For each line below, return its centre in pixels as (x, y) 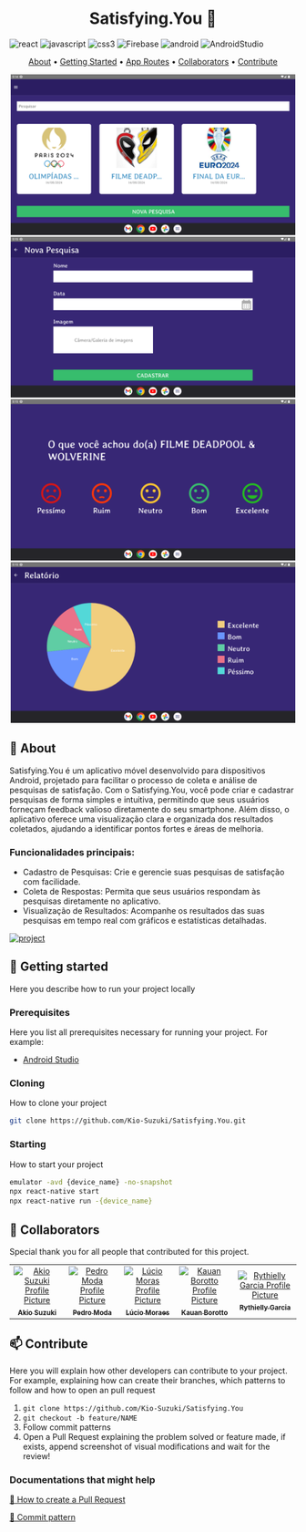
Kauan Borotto (204, 1312)
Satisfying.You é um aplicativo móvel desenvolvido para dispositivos (138, 771)
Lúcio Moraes (148, 1312)
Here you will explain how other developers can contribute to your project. (149, 1371)
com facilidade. (51, 881)
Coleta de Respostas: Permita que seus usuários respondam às (142, 891)
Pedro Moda (92, 1312)
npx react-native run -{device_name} (81, 1201)
